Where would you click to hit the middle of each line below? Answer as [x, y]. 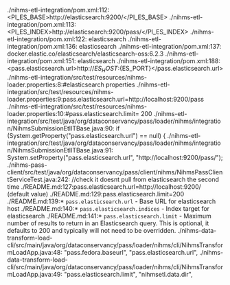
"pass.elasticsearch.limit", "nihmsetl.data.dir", [129, 274]
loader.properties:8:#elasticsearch [56, 84]
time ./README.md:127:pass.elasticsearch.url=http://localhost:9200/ [104, 186]
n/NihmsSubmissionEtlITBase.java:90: [61, 128]
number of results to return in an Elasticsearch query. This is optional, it [108, 223]
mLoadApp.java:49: [35, 274]
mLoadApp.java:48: [35, 252]
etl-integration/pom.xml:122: [47, 39]
